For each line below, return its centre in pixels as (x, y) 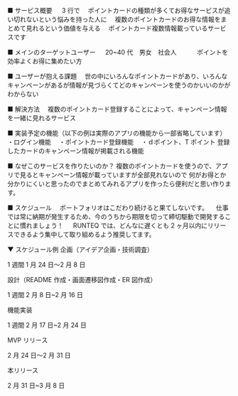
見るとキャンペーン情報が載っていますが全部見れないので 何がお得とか (123, 175)
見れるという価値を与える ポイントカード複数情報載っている (117, 28)
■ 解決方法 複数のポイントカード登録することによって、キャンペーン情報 (117, 109)
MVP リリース (28, 340)
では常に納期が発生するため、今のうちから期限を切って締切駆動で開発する (116, 216)
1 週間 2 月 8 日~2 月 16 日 (45, 295)
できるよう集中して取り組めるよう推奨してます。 (84, 234)
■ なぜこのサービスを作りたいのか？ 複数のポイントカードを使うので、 (112, 166)
